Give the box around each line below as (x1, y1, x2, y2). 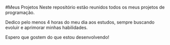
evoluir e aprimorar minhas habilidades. (5, 24, 88, 30)
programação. (5, 9, 35, 15)
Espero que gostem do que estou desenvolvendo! (5, 34, 110, 40)
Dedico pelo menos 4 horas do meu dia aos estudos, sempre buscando (5, 19, 155, 25)
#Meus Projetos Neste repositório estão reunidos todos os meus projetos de (5, 4, 165, 10)
